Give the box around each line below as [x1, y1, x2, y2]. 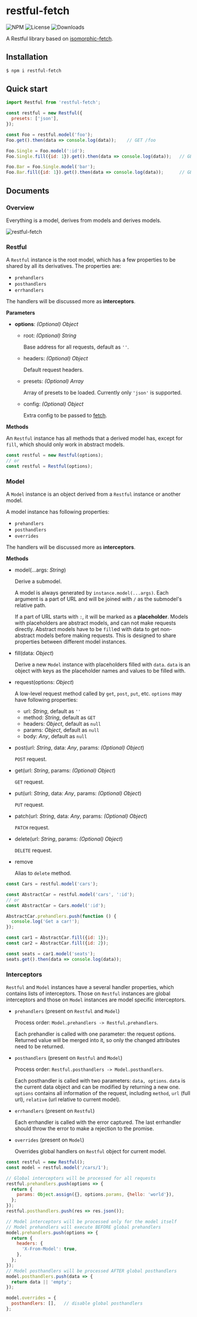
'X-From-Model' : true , [21, 1246, 77, 1252]
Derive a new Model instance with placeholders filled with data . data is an [14, 661, 191, 668]
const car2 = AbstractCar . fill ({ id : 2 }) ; [6, 940, 109, 946]
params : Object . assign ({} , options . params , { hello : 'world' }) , [16, 1192, 175, 1197]
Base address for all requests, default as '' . [23, 343, 129, 351]
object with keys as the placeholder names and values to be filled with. [14, 667, 186, 675]
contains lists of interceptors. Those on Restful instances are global [6, 990, 171, 997]
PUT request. [14, 801, 45, 808]
